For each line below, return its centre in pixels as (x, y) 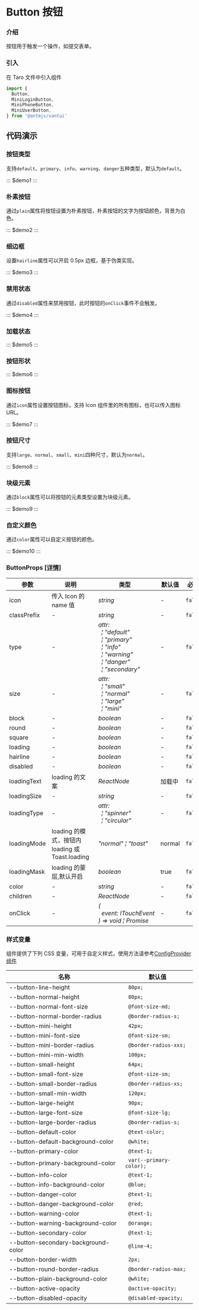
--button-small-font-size (46, 1074)
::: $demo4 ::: (23, 314)
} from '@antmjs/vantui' (37, 116)
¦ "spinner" (116, 813)
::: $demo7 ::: (22, 424)
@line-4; (140, 1246)
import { (17, 88)
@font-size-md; (150, 1007)
